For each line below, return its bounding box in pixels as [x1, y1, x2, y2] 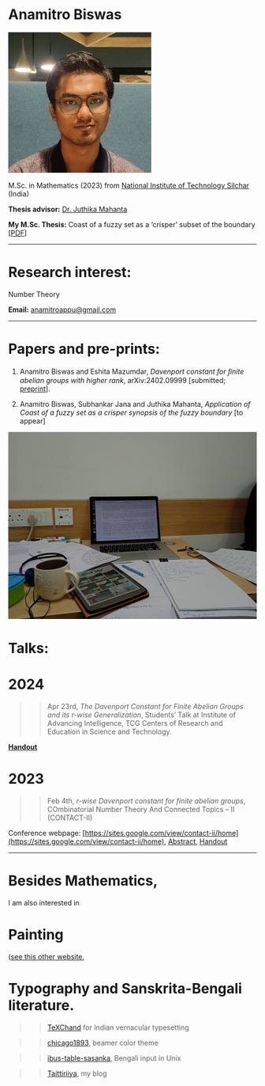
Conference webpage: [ [8, 828, 85, 837]
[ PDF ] [8, 228, 28, 237]
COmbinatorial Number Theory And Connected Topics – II [47, 804, 235, 814]
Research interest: [8, 264, 132, 282]
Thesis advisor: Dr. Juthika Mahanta [8, 204, 128, 214]
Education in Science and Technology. [47, 727, 172, 736]
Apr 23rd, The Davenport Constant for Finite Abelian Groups [47, 701, 244, 711]
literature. [8, 996, 75, 1014]
